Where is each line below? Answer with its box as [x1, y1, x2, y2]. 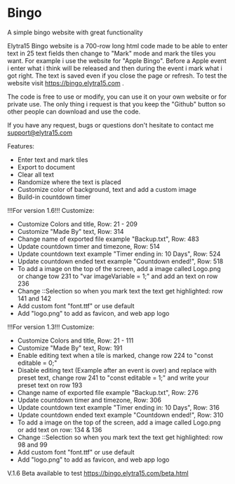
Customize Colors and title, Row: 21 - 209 [17, 219, 138, 228]
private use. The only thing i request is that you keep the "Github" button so [7, 99, 226, 108]
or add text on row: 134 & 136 [17, 425, 102, 434]
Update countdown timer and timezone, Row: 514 [17, 242, 160, 250]
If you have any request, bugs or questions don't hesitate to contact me [7, 120, 214, 129]
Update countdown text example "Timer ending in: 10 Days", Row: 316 [17, 403, 220, 411]
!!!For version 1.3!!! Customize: [7, 322, 95, 331]
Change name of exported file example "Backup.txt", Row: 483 [17, 235, 200, 243]
